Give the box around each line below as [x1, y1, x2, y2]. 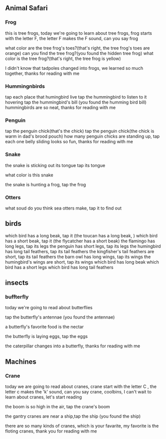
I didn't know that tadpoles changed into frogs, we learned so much [5, 65, 144, 71]
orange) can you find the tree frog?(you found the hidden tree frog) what [5, 50, 154, 56]
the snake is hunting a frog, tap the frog [5, 181, 86, 187]
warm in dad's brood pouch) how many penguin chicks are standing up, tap [5, 133, 160, 139]
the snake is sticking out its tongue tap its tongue [5, 162, 106, 168]
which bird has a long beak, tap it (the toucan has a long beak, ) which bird [5, 232, 158, 238]
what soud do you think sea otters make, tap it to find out [5, 205, 122, 211]
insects [5, 278, 29, 287]
